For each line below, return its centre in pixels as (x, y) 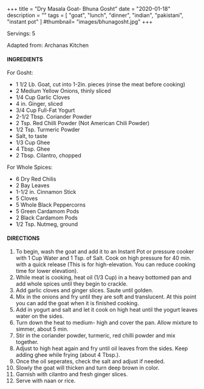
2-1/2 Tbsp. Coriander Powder (54, 117)
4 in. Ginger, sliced (39, 104)
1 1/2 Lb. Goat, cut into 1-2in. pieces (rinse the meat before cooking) (100, 84)
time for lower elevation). (47, 271)
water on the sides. (40, 316)
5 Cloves (27, 198)
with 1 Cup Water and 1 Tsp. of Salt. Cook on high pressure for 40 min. (104, 258)
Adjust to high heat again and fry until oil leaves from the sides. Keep (102, 348)
